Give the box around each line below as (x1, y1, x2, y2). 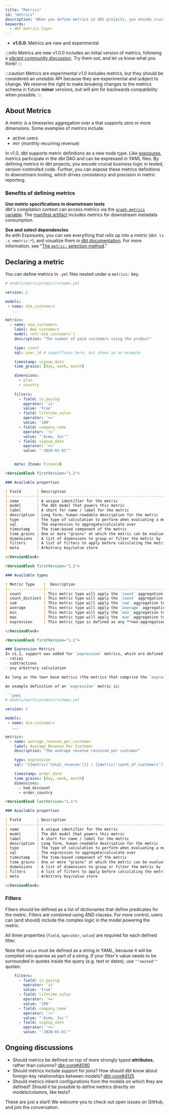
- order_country (18, 790, 53, 795)
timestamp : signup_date (14, 359, 64, 364)
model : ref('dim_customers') (14, 332, 75, 337)
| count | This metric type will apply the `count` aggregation (5, 591, 163, 596)
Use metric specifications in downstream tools (5, 201, 105, 207)
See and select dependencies (5, 227, 69, 233)
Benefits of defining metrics (5, 189, 75, 196)
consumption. (5, 217, 34, 223)
